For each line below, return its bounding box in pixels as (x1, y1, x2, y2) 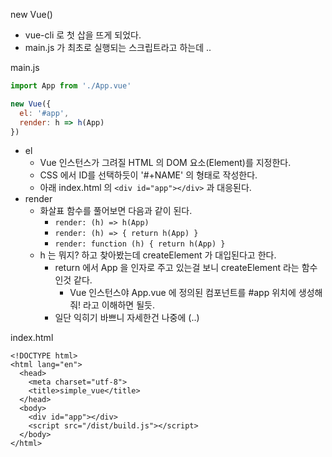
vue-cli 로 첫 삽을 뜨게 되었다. (24, 29, 142, 41)
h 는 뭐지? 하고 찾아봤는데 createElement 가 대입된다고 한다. (39, 249, 277, 261)
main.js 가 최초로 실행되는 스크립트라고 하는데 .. (24, 42, 212, 53)
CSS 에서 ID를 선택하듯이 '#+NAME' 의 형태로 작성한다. (39, 169, 258, 181)
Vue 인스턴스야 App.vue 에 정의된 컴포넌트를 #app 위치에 (69, 287, 297, 299)
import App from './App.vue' (10, 81, 132, 91)
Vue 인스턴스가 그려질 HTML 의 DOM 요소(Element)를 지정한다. (39, 157, 292, 169)
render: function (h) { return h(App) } (54, 239, 226, 249)
